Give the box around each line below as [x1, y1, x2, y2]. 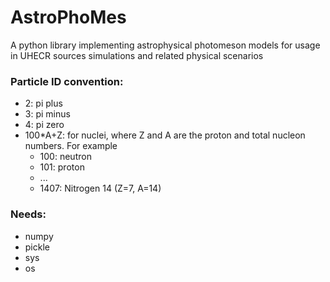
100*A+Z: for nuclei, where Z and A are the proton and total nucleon [24, 129, 306, 141]
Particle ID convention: [10, 74, 124, 88]
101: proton [39, 161, 85, 173]
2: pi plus [24, 97, 63, 110]
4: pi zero [24, 119, 65, 131]
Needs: [10, 207, 47, 221]
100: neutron [39, 151, 92, 163]
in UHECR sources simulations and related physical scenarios [10, 49, 264, 61]
